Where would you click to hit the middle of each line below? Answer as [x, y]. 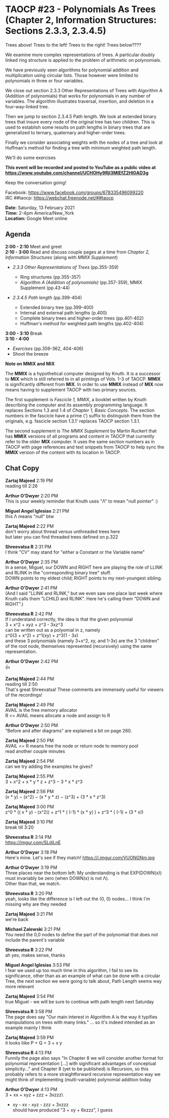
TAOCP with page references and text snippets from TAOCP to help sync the [85, 447]
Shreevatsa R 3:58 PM [29, 1011]
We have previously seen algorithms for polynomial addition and [72, 70]
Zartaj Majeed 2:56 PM [30, 791]
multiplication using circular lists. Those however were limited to [72, 75]
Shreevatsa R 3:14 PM [29, 837]
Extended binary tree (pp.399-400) [57, 307]
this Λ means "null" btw [30, 516]
